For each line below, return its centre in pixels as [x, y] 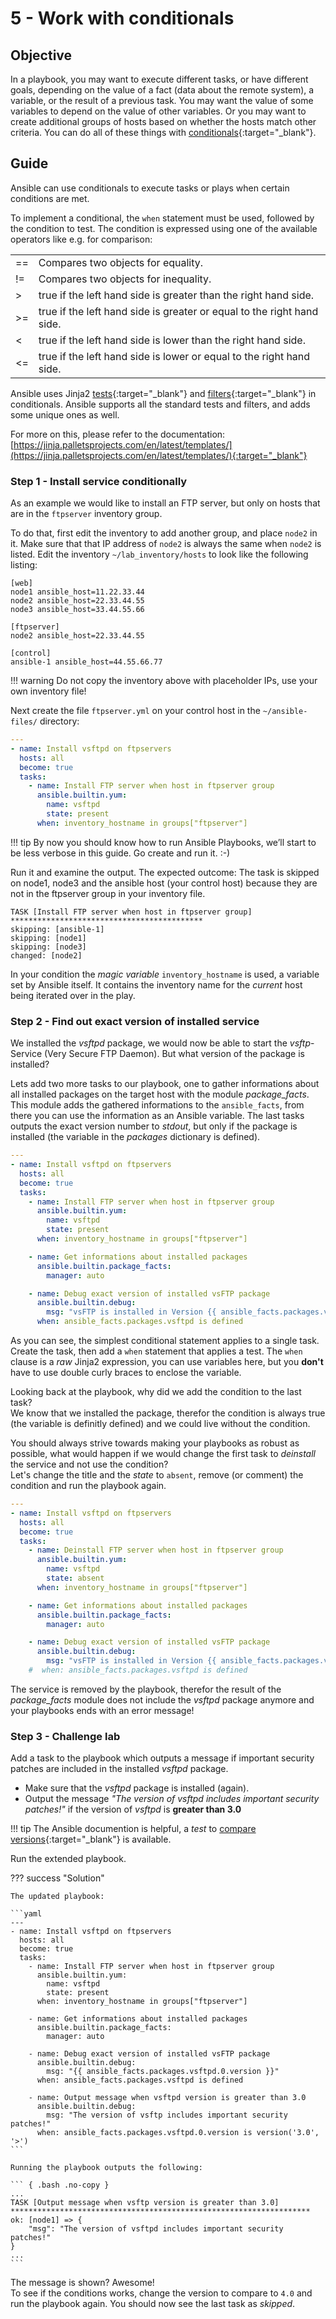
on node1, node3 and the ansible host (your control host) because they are [164, 883]
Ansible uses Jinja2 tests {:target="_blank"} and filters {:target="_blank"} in [163, 393]
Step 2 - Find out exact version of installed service [135, 1021]
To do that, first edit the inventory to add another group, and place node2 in [164, 533]
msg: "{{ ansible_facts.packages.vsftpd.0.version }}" [163, 2072]
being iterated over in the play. [73, 995]
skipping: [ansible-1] [57, 929]
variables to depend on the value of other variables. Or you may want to [158, 111]
